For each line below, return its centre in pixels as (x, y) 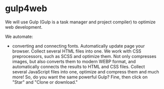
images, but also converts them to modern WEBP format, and (74, 61)
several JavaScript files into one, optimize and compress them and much (85, 71)
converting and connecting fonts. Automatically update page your (79, 46)
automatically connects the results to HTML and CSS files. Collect (79, 67)
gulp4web (26, 9)
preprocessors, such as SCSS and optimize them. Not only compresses (84, 56)
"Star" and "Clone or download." (45, 82)
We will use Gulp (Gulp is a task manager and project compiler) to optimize (80, 22)
